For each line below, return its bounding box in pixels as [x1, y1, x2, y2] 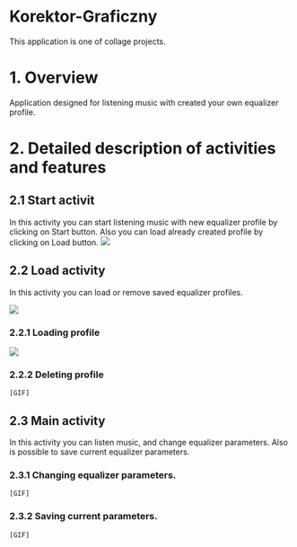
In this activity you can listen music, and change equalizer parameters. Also [9, 437, 289, 448]
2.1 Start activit [9, 193, 95, 208]
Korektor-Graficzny [9, 6, 158, 27]
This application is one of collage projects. [9, 36, 166, 47]
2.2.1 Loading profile [9, 326, 100, 339]
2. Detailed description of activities [9, 138, 276, 159]
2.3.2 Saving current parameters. [9, 510, 158, 523]
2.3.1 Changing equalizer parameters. [9, 469, 177, 481]
